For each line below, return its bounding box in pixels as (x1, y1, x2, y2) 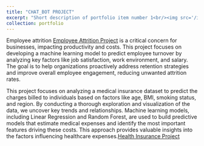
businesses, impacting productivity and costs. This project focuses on (6, 43, 182, 50)
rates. (6, 75, 21, 83)
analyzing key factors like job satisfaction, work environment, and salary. (6, 56, 188, 64)
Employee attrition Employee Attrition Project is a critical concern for (6, 37, 177, 44)
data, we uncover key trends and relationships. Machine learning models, (6, 107, 189, 114)
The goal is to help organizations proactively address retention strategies (6, 63, 189, 70)
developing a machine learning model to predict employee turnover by (6, 50, 182, 57)
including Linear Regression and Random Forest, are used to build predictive (6, 113, 197, 120)
